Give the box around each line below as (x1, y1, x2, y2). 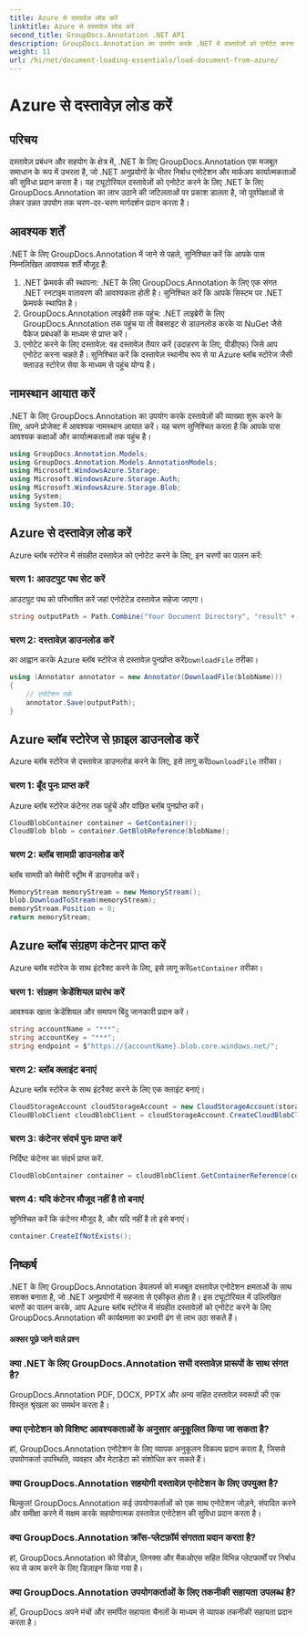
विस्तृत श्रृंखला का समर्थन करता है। (9, 1399, 110, 1410)
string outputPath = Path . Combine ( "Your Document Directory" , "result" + (9, 612, 296, 621)
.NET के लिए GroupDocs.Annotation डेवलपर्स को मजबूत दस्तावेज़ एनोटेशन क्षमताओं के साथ (9, 1282, 292, 1292)
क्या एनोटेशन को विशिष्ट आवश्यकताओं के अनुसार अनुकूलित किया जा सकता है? (9, 1422, 270, 1435)
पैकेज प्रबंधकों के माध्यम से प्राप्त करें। (22, 328, 128, 339)
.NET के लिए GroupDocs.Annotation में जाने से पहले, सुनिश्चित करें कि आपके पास (9, 248, 266, 259)
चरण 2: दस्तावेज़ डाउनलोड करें (9, 634, 115, 646)
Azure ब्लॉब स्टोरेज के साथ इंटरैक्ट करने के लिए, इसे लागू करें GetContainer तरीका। (9, 962, 264, 973)
